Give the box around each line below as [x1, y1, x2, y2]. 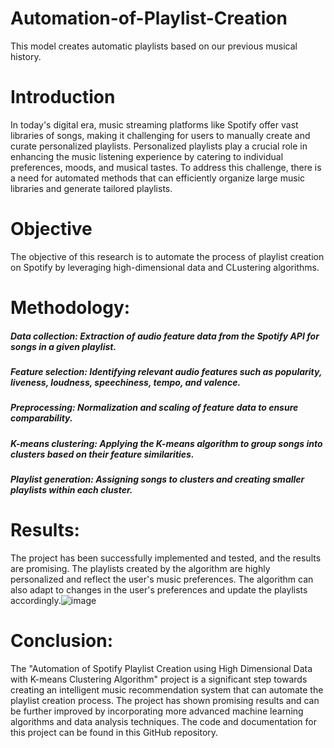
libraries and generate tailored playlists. [10, 182, 173, 194]
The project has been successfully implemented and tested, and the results [10, 552, 322, 564]
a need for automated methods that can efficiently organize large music [10, 172, 306, 184]
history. [10, 50, 42, 62]
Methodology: [10, 297, 131, 319]
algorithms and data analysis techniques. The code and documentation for [10, 715, 317, 727]
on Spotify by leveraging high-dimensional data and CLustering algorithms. [10, 261, 320, 273]
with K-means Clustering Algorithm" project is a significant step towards [10, 673, 308, 685]
